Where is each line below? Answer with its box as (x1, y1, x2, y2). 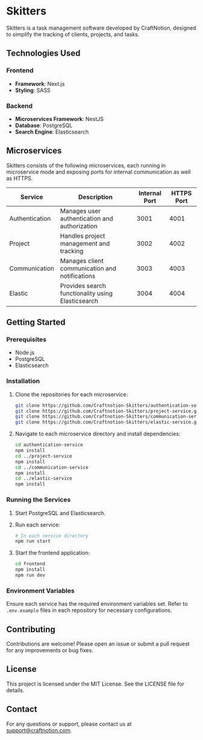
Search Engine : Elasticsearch (14, 128, 89, 135)
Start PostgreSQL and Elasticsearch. (14, 509, 106, 516)
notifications (60, 271, 95, 280)
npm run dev (14, 573, 45, 579)
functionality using (60, 289, 113, 297)
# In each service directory (14, 533, 89, 539)
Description (78, 192, 113, 201)
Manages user (60, 207, 101, 215)
